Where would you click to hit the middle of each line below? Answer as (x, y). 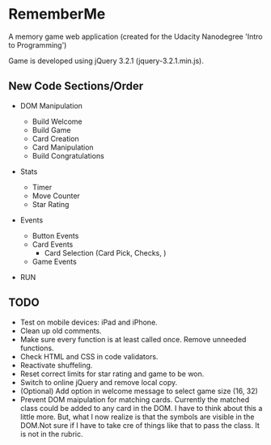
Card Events (53, 244)
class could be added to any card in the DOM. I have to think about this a (141, 408)
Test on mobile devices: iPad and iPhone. (89, 322)
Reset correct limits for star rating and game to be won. (112, 374)
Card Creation (55, 138)
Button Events (55, 235)
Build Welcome (57, 121)
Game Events (54, 261)
